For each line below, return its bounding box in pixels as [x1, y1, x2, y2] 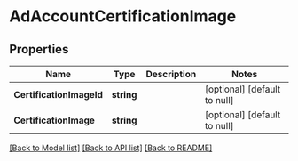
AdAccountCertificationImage [9, 6, 237, 27]
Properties [9, 42, 69, 57]
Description [145, 68, 197, 80]
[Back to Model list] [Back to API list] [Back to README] [9, 142, 213, 153]
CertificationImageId [13, 89, 104, 101]
